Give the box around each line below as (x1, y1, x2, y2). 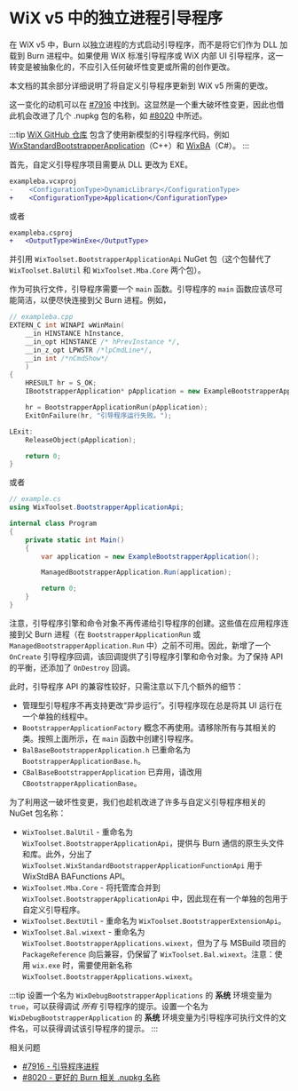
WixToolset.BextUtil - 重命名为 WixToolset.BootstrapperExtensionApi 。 (21, 915, 286, 926)
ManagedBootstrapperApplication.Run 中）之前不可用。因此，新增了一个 (9, 640, 271, 650)
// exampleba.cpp (9, 313, 74, 322)
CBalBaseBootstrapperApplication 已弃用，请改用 (21, 766, 202, 777)
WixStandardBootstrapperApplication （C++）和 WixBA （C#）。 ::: (9, 139, 250, 151)
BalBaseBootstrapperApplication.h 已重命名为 (21, 744, 191, 755)
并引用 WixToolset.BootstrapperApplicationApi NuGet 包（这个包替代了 (9, 254, 272, 265)
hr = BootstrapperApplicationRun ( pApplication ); (25, 403, 208, 412)
